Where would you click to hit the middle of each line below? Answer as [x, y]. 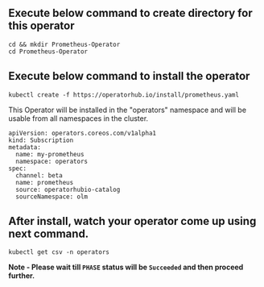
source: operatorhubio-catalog [68, 189]
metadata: [25, 147]
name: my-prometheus [50, 154]
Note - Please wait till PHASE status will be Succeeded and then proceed [126, 267]
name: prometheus [45, 182]
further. [21, 276]
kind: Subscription [41, 140]
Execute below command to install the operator [129, 76]
